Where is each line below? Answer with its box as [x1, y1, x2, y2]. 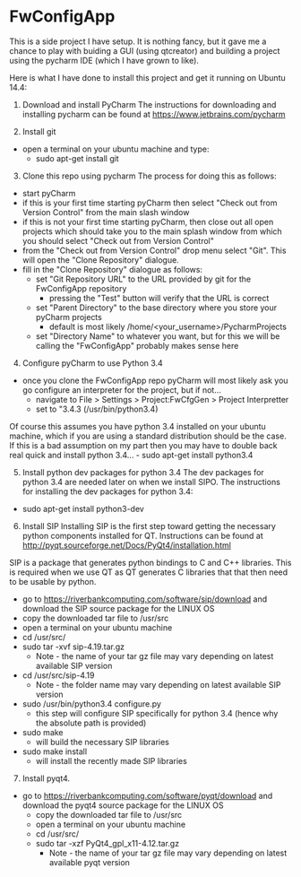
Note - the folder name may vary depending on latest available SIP [35, 679, 281, 690]
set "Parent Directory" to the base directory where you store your [35, 302, 278, 313]
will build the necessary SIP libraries [35, 736, 170, 747]
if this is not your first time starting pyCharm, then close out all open [21, 216, 274, 227]
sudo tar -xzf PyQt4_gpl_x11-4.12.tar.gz [35, 838, 180, 848]
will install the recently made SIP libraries [35, 755, 188, 766]
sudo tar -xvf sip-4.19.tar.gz [21, 641, 125, 652]
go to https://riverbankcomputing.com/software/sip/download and [21, 594, 268, 604]
